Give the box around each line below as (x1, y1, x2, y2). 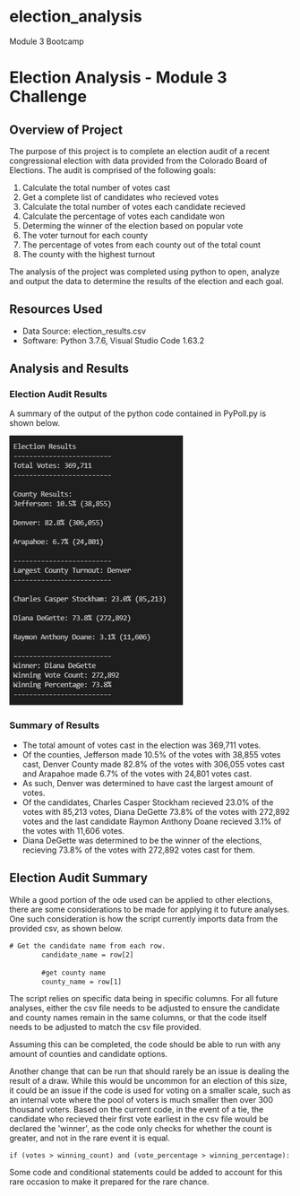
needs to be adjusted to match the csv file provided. (9, 1021, 201, 1032)
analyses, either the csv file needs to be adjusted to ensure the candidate (9, 1002, 280, 1013)
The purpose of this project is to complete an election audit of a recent (9, 145, 270, 156)
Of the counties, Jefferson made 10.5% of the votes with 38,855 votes (21, 749, 281, 759)
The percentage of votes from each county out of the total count (21, 239, 261, 250)
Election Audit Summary (9, 871, 148, 886)
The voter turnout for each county (21, 230, 149, 240)
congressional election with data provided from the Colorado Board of (9, 155, 268, 166)
